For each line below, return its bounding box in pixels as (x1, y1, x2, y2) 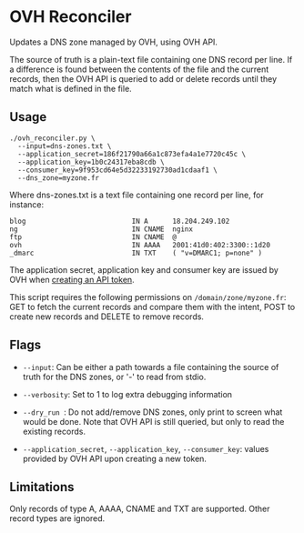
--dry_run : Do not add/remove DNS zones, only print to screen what (22, 407, 283, 417)
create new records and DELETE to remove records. (9, 311, 205, 322)
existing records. (22, 426, 86, 437)
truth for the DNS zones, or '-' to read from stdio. (22, 371, 207, 382)
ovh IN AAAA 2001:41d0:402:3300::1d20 (9, 240, 271, 249)
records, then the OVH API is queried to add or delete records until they (9, 73, 278, 84)
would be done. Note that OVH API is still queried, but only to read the (22, 416, 285, 427)
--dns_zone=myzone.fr (17, 173, 100, 183)
